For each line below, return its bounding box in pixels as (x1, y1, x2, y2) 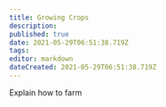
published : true (9, 29, 69, 38)
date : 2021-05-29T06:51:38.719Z (9, 37, 129, 47)
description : (9, 21, 58, 30)
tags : (9, 46, 29, 55)
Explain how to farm (9, 86, 83, 98)
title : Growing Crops (9, 12, 90, 22)
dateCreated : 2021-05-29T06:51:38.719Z (9, 63, 157, 72)
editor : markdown (9, 54, 74, 63)
